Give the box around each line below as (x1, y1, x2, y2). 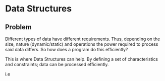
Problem (5, 23, 32, 31)
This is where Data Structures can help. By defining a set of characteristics (5, 56, 158, 62)
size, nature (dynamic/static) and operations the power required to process (5, 41, 159, 47)
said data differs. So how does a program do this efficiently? (5, 47, 128, 52)
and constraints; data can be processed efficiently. (5, 62, 109, 67)
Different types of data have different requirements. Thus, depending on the (5, 36, 160, 42)
